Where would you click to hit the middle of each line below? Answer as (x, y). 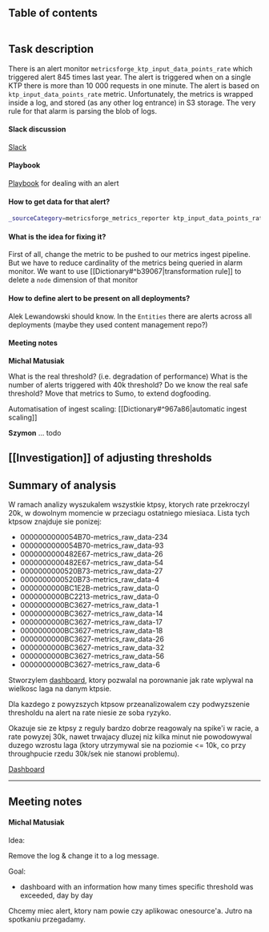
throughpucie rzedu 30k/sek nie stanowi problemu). (94, 753)
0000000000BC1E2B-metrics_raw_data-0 (89, 588)
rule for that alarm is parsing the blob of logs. (83, 110)
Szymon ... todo (35, 432)
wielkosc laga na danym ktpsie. (60, 689)
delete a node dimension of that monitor (73, 280)
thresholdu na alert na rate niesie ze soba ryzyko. (90, 713)
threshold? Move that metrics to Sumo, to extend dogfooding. (110, 393)
